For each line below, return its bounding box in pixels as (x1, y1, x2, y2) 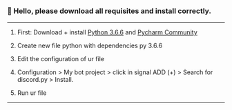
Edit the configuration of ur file (17, 55, 105, 63)
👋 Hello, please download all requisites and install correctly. (7, 6, 212, 16)
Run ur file (17, 89, 47, 97)
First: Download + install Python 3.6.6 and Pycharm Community (17, 28, 198, 36)
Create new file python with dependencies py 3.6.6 (17, 41, 163, 50)
